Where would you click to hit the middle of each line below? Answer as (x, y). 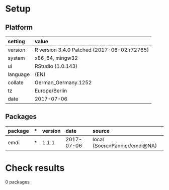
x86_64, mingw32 (56, 58)
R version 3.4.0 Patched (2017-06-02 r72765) (92, 50)
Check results (35, 168)
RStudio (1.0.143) (56, 66)
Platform (19, 27)
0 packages (18, 182)
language (19, 74)
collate (16, 82)
